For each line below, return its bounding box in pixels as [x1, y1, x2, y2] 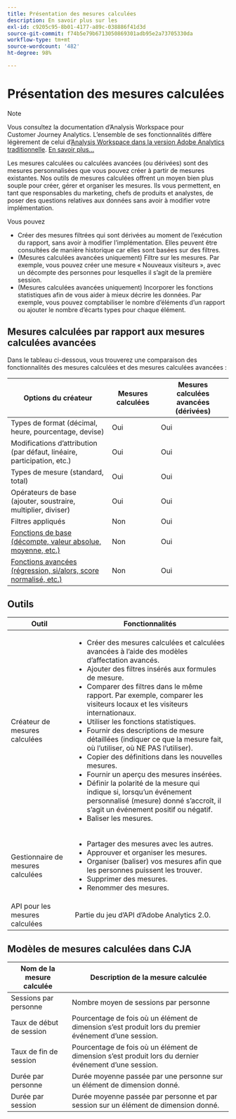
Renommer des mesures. [86, 883, 170, 893]
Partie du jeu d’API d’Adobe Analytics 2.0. [74, 910, 211, 920]
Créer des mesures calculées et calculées [86, 638, 225, 647]
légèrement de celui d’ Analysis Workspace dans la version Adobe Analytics [7, 138, 225, 146]
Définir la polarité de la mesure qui [86, 778, 200, 788]
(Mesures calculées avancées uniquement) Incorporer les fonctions [17, 283, 214, 292]
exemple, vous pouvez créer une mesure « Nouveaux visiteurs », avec [17, 261, 221, 269]
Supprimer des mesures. [86, 874, 169, 884]
